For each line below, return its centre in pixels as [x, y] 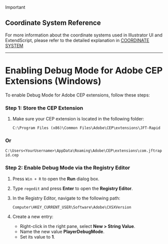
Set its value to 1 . [37, 236]
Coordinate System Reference [53, 23]
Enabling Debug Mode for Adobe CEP [84, 70]
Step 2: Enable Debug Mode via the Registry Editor [68, 168]
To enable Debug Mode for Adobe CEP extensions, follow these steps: [77, 95]
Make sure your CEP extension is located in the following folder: [78, 119]
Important [15, 7]
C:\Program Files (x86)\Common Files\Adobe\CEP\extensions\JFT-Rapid [86, 128]
